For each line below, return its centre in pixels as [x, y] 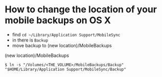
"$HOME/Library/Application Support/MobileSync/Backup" [65, 69]
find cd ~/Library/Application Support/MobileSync [66, 34]
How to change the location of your [81, 9]
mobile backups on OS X [58, 20]
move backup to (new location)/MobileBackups [62, 45]
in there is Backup [30, 40]
